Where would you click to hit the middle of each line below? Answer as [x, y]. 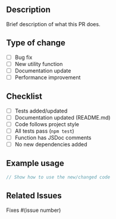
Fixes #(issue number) [34, 210]
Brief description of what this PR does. [53, 24]
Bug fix [23, 57]
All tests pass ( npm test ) [44, 131]
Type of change [36, 43]
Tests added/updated [41, 111]
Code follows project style [47, 124]
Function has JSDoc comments [53, 137]
